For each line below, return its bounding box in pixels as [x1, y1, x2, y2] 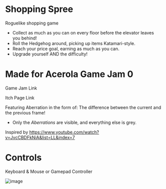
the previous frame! [5, 109, 46, 115]
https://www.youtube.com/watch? [29, 129, 99, 135]
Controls [5, 152, 42, 163]
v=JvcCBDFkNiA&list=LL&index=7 [5, 134, 75, 140]
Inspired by [5, 129, 28, 135]
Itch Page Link [5, 94, 35, 100]
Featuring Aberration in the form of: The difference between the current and [5, 104, 162, 110]
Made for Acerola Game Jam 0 [5, 68, 134, 80]
